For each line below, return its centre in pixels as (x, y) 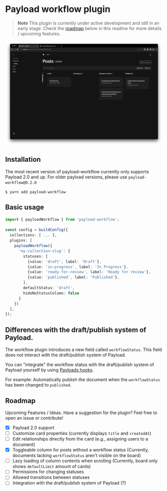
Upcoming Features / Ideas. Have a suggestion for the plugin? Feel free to (81, 413)
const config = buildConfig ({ (37, 230)
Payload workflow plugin (58, 9)
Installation (23, 160)
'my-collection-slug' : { (44, 251)
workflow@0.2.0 (21, 183)
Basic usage (24, 208)
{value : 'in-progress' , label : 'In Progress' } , (78, 267)
